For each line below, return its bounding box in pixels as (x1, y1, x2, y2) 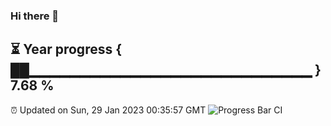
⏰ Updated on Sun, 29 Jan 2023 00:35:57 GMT (10, 104, 207, 116)
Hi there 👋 (10, 9, 60, 23)
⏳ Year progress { (10, 41, 123, 58)
